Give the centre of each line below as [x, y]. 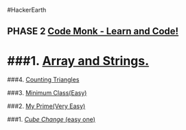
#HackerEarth [27, 10]
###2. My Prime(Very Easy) [46, 106]
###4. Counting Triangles [43, 80]
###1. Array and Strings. [78, 61]
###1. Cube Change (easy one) [51, 120]
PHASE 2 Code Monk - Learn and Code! [93, 31]
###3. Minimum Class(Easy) [47, 93]
